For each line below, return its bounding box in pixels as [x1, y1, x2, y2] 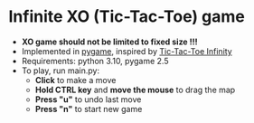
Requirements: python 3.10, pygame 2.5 [21, 55, 169, 66]
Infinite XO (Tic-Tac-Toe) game [8, 6, 245, 27]
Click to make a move [34, 74, 117, 85]
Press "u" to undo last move [34, 93, 142, 105]
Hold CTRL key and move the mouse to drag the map [34, 84, 236, 95]
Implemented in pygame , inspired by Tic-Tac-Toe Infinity [21, 45, 232, 56]
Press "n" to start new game [34, 103, 143, 114]
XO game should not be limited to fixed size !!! [21, 36, 198, 47]
